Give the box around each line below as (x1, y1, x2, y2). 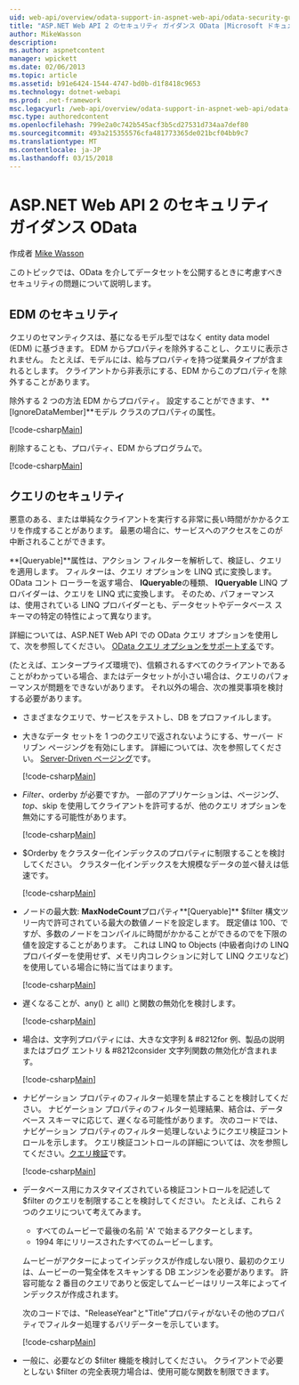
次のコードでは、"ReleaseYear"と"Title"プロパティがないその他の (21, 1308, 262, 1318)
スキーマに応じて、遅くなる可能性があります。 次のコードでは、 (47, 1114, 283, 1126)
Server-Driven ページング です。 (39, 753, 156, 764)
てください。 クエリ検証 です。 (21, 1148, 131, 1159)
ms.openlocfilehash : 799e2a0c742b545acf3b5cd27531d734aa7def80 (9, 121, 249, 130)
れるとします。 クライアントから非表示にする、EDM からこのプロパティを (9, 366, 279, 377)
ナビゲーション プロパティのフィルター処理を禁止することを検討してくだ (21, 1092, 289, 1104)
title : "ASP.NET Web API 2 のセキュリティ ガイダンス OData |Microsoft (9, 21, 264, 30)
